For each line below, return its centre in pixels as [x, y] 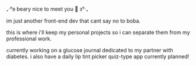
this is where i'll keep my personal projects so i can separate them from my [98, 32]
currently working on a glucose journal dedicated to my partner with [90, 50]
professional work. [29, 39]
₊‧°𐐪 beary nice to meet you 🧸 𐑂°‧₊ [47, 9]
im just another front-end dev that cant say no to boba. [74, 21]
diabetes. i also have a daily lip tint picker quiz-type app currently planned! [98, 56]
